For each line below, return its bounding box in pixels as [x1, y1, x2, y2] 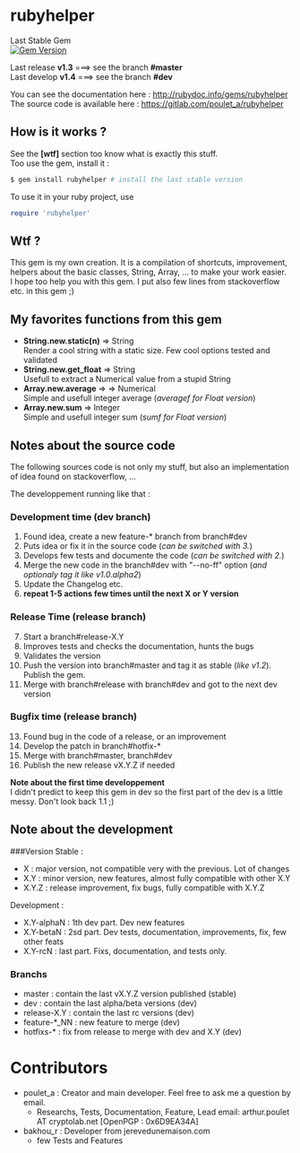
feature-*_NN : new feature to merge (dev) [22, 1017, 180, 1027]
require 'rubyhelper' [10, 208, 91, 218]
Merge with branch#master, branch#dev [22, 750, 173, 760]
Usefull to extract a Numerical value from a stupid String [22, 374, 231, 385]
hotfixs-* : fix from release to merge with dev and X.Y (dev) [22, 1026, 243, 1036]
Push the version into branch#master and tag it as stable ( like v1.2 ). [22, 660, 272, 671]
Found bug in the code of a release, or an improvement [22, 731, 227, 741]
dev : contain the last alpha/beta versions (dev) [22, 997, 198, 1009]
